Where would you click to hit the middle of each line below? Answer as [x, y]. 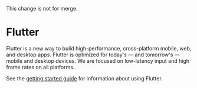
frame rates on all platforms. [40, 67]
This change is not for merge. [42, 9]
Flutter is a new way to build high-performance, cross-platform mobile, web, [99, 48]
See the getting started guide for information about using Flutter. [85, 78]
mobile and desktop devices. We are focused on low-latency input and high [98, 60]
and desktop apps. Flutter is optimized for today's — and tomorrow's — [93, 55]
